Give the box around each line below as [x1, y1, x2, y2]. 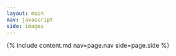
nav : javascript [6, 16, 53, 23]
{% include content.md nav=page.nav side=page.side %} [6, 42, 170, 50]
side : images [6, 23, 44, 29]
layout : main [6, 10, 44, 17]
